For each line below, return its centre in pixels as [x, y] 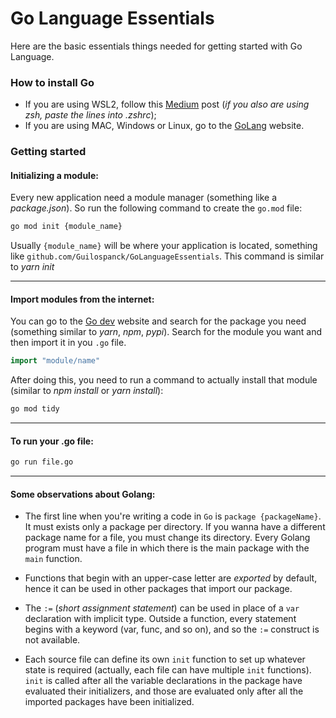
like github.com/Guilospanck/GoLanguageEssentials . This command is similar [167, 256]
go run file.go [42, 462]
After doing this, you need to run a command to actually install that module [164, 380]
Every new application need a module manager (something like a [143, 198]
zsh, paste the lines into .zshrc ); [90, 115]
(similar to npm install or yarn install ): [87, 391]
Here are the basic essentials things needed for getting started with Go [156, 46]
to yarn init [32, 267]
